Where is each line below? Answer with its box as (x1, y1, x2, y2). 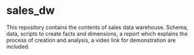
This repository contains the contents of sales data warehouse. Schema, (6, 24, 189, 31)
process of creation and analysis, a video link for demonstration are (6, 36, 176, 44)
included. (6, 43, 30, 50)
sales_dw (6, 4, 55, 18)
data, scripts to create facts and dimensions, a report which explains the (6, 30, 188, 37)
